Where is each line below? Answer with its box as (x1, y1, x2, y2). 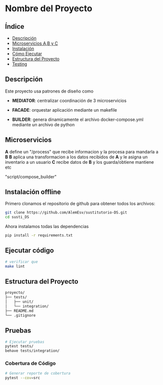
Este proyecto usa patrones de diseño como (5, 88, 94, 94)
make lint (5, 264, 25, 269)
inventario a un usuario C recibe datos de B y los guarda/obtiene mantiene (5, 159, 154, 165)
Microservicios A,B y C (12, 40, 58, 46)
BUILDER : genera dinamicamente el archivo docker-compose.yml (12, 116, 144, 122)
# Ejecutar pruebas (5, 339, 45, 344)
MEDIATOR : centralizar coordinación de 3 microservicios (12, 97, 127, 103)
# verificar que (5, 259, 38, 264)
